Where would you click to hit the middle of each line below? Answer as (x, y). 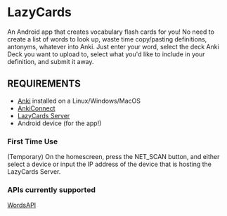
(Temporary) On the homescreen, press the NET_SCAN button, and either (113, 157)
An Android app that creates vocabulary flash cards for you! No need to (111, 32)
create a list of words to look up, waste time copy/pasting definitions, (107, 39)
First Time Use (33, 141)
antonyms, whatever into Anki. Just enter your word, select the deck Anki (113, 46)
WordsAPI (22, 205)
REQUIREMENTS (44, 84)
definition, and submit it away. (51, 61)
